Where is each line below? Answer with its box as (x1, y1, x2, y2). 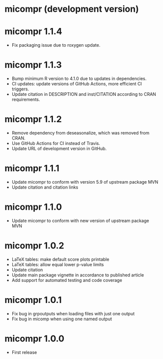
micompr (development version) (4, 3, 139, 15)
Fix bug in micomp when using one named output (11, 316, 112, 322)
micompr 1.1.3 (4, 59, 62, 71)
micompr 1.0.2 (4, 240, 64, 251)
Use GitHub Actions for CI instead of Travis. (11, 140, 100, 146)
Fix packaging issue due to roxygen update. (11, 42, 101, 48)
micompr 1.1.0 (4, 201, 62, 213)
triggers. (11, 86, 29, 92)
